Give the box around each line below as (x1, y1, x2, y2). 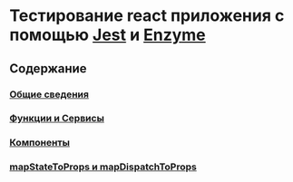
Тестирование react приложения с (9, 5, 285, 26)
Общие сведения (9, 88, 89, 101)
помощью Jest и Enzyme (9, 24, 206, 45)
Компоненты (9, 137, 71, 149)
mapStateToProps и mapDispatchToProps (9, 160, 197, 173)
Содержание (9, 61, 88, 76)
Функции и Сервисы (9, 112, 104, 125)
